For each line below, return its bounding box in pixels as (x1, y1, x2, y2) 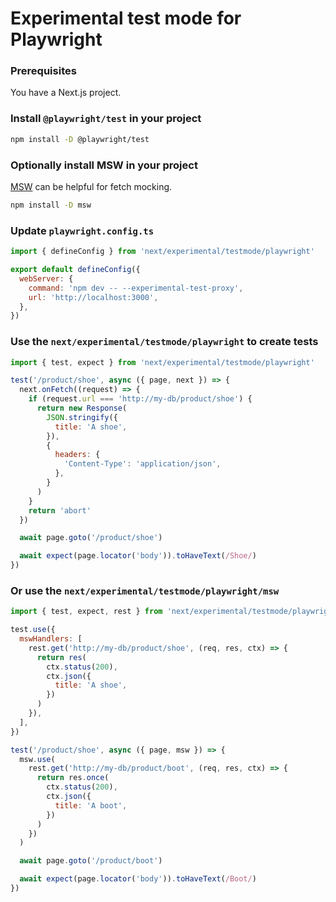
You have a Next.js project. (10, 87, 122, 99)
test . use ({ (10, 625, 56, 635)
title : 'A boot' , (54, 800, 128, 811)
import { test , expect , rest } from (10, 607, 163, 617)
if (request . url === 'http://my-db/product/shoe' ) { (28, 394, 253, 404)
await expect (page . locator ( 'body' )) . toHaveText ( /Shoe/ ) (19, 551, 257, 561)
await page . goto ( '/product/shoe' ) (19, 533, 163, 543)
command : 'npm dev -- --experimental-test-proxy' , (28, 283, 244, 293)
